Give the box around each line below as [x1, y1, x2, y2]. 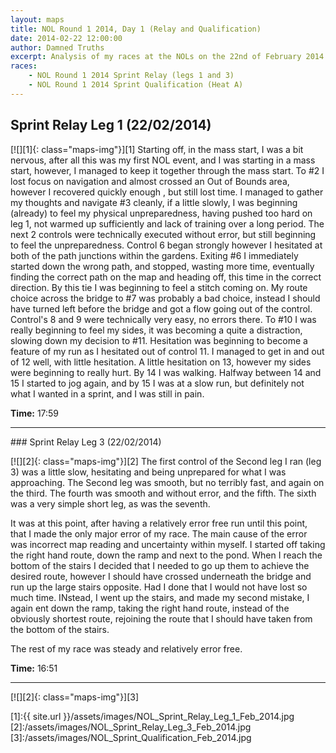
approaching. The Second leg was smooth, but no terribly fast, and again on [10, 476, 325, 488]
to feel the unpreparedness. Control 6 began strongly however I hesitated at [10, 239, 323, 251]
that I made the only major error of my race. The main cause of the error [10, 527, 308, 540]
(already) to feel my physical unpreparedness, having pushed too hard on [10, 207, 313, 219]
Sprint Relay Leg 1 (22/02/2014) [10, 117, 212, 134]
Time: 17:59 [10, 407, 60, 419]
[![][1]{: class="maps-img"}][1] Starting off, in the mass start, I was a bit [10, 143, 304, 155]
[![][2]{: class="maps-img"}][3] [10, 691, 140, 703]
